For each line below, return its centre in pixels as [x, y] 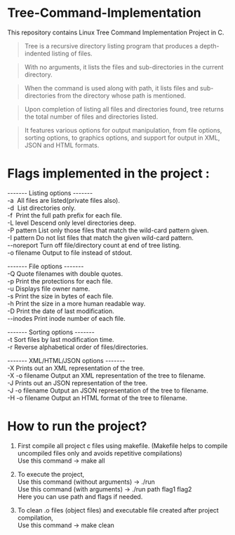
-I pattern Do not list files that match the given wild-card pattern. [101, 237]
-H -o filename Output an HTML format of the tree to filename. [98, 397]
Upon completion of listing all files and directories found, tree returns [124, 109]
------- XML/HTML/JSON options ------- [66, 360]
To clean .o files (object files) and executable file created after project [118, 510]
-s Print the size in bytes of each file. [60, 296]
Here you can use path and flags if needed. [80, 496]
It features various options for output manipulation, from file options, [123, 130]
